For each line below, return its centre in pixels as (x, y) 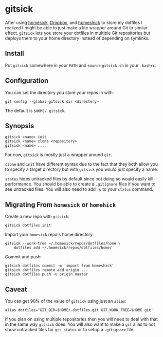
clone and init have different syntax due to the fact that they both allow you (81, 164)
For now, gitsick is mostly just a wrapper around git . (59, 155)
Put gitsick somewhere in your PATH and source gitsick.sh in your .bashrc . (81, 65)
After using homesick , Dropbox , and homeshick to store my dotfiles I (74, 22)
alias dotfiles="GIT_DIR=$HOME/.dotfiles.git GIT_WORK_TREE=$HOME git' (79, 310)
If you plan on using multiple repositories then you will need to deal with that (81, 319)
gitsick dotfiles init (28, 225)
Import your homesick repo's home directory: (49, 235)
